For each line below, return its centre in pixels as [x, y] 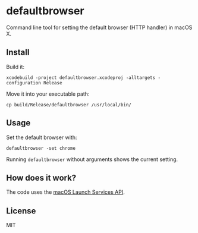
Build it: [15, 67]
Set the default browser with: [42, 137]
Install [18, 53]
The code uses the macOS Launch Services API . [65, 192]
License [21, 211]
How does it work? [41, 177]
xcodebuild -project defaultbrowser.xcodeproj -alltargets [81, 78]
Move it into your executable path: [48, 94]
